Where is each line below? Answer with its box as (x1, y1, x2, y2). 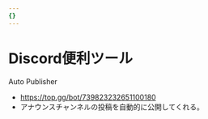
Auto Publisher (8, 76, 58, 86)
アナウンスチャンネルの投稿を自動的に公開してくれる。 (19, 102, 204, 112)
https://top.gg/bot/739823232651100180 (19, 92, 156, 102)
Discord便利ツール (8, 49, 134, 67)
